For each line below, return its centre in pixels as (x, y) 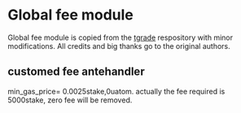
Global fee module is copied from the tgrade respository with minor (120, 37)
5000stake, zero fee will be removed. (70, 100)
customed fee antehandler (76, 72)
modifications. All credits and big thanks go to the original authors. (119, 46)
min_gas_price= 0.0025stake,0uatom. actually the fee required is (116, 91)
